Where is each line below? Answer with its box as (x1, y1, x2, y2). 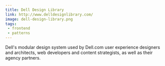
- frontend (7, 26, 30, 31)
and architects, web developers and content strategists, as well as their (5, 49, 153, 55)
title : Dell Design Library (5, 7, 64, 12)
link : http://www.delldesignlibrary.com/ (5, 12, 94, 17)
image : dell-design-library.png (5, 16, 73, 21)
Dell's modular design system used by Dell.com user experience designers (5, 44, 160, 50)
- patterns (7, 30, 30, 35)
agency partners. (5, 55, 41, 60)
